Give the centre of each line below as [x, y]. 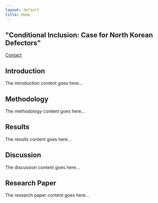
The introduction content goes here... [44, 83]
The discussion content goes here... [43, 167]
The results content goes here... [38, 139]
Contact [13, 55]
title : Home [18, 15]
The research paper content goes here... [47, 195]
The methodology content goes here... [45, 111]
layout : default [22, 10]
